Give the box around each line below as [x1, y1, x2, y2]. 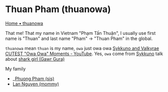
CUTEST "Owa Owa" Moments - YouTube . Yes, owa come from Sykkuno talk [5, 51, 163, 57]
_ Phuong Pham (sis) [12, 75, 54, 81]
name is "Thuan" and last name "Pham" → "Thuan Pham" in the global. [5, 35, 153, 41]
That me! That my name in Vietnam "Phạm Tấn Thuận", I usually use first [5, 30, 156, 36]
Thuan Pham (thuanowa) [5, 4, 111, 15]
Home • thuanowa [5, 20, 43, 26]
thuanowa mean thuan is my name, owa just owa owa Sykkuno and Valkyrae [5, 45, 159, 51]
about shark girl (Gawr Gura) [5, 56, 65, 62]
